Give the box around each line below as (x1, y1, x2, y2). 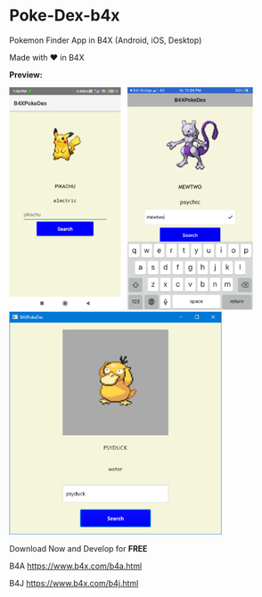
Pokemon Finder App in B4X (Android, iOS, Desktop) (9, 35, 202, 45)
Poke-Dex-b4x (9, 5, 120, 26)
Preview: (9, 69, 43, 80)
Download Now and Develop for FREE (9, 543, 148, 553)
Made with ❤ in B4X (9, 52, 85, 62)
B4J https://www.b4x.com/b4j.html (9, 577, 139, 588)
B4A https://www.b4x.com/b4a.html (9, 560, 143, 571)
